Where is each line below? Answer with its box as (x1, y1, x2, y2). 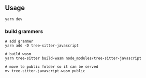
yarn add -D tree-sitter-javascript (5, 43, 79, 48)
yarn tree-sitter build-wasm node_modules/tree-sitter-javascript (5, 56, 142, 61)
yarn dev (5, 16, 23, 21)
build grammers (5, 28, 44, 34)
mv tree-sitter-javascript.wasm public (5, 69, 86, 74)
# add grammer (5, 39, 34, 44)
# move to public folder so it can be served (5, 64, 98, 69)
